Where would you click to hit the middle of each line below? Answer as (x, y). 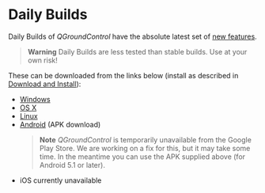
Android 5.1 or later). (72, 165)
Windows (35, 99)
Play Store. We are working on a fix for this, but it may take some (145, 148)
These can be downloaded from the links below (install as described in (123, 75)
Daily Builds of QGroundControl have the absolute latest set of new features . (132, 36)
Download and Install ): (45, 84)
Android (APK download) (60, 124)
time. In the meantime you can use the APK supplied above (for (142, 157)
